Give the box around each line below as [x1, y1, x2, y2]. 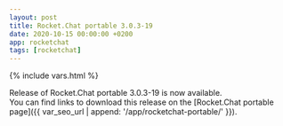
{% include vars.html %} [9, 70, 100, 81]
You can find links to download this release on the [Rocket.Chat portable [9, 97, 274, 107]
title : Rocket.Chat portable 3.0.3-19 [9, 21, 153, 30]
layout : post [9, 12, 58, 22]
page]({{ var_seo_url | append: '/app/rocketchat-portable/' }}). [9, 106, 238, 117]
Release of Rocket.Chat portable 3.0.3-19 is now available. [9, 88, 222, 98]
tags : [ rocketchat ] [9, 46, 82, 55]
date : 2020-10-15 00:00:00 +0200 [9, 29, 133, 38]
